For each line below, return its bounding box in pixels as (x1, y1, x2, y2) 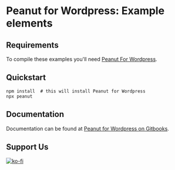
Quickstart (6, 72, 46, 83)
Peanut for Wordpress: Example (6, 4, 165, 18)
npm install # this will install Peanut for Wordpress (6, 88, 146, 94)
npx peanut (6, 93, 33, 99)
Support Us (6, 142, 49, 152)
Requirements (6, 40, 59, 50)
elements (6, 16, 53, 30)
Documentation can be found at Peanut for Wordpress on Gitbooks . (6, 125, 169, 132)
